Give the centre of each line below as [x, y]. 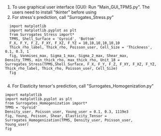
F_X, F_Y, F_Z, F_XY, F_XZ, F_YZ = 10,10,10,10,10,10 [65, 43]
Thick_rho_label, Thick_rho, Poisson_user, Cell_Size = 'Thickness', [81, 47]
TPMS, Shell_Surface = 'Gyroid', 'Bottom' [53, 39]
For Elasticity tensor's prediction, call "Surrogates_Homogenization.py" [83, 86]
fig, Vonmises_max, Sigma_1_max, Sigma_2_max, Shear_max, [69, 56]
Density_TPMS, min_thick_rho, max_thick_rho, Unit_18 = [62, 60]
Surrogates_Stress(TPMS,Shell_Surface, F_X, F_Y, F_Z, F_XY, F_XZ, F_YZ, [81, 64]
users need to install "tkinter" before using [54, 12]
